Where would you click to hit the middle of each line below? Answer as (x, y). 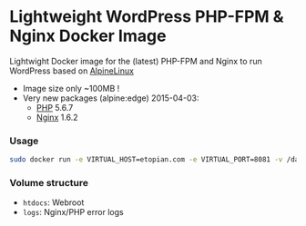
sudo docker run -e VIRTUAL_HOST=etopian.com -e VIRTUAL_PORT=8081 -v (146, 160)
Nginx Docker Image (88, 36)
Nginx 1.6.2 (57, 117)
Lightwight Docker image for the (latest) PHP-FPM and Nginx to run (136, 61)
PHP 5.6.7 (55, 107)
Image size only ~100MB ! (71, 88)
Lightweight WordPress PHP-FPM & (147, 17)
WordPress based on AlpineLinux (72, 71)
